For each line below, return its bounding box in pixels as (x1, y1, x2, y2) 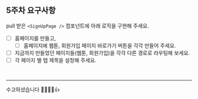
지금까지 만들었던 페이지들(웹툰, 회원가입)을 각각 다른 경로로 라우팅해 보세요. (14, 49, 190, 56)
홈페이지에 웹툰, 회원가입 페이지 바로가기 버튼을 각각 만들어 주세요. (23, 42, 176, 49)
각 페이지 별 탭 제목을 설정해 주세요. (14, 57, 97, 63)
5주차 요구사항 (6, 5, 56, 16)
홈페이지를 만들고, (14, 35, 56, 42)
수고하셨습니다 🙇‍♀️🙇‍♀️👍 (6, 86, 60, 93)
